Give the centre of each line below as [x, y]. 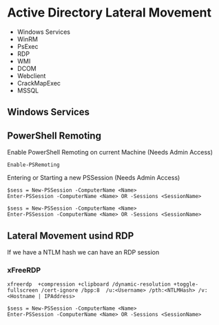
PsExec [28, 46]
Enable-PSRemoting [33, 165]
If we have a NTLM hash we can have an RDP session [83, 252]
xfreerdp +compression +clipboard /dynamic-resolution [89, 284]
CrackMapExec [39, 83]
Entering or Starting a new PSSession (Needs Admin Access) [94, 178]
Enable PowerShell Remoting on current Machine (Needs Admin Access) [110, 152]
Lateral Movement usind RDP [71, 236]
